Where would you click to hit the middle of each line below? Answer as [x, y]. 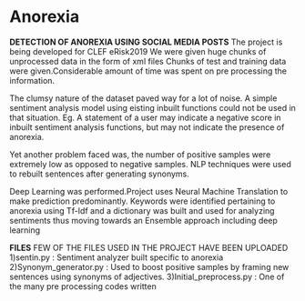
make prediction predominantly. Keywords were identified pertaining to [142, 201]
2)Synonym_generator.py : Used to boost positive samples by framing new [149, 266]
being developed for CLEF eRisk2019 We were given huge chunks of [138, 51]
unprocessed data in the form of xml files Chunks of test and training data [148, 61]
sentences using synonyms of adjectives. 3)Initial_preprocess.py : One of [147, 276]
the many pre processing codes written [83, 286]
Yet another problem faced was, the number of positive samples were [140, 154]
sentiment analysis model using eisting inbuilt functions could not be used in [152, 107]
